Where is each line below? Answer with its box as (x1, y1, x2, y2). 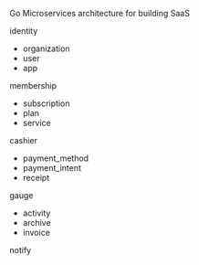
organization (22, 43, 70, 54)
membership (9, 80, 58, 90)
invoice (22, 228, 50, 238)
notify (9, 245, 32, 255)
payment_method (22, 153, 89, 164)
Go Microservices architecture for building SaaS (9, 8, 190, 18)
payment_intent (22, 163, 82, 173)
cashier (9, 135, 38, 145)
